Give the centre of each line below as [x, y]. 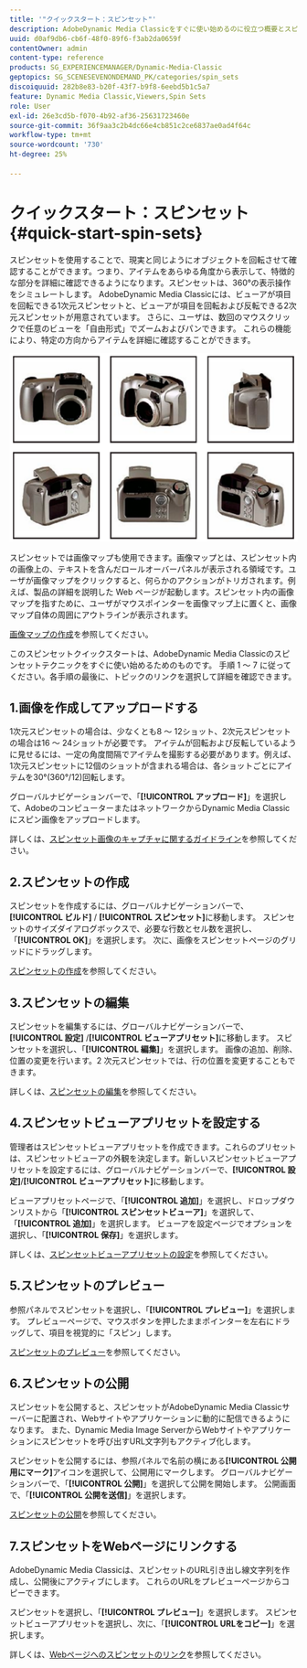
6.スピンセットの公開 [69, 1384]
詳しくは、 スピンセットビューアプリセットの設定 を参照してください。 [141, 1254]
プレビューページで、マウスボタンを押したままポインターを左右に [151, 1320]
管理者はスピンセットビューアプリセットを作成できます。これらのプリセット [153, 1147]
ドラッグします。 [65, 952]
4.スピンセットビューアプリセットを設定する [135, 1123]
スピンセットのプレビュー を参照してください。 [97, 1352]
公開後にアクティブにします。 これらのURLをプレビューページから [158, 1581]
